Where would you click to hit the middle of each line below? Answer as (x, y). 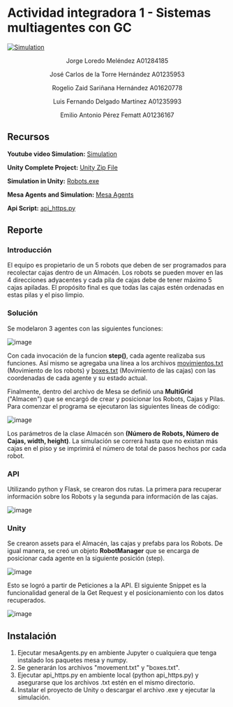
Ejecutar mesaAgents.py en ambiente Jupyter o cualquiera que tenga (117, 653)
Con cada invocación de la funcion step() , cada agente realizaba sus (106, 356)
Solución (23, 313)
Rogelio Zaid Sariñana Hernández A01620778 (117, 87)
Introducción (30, 250)
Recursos (29, 137)
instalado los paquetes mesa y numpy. (72, 660)
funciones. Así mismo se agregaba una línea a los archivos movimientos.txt (115, 363)
